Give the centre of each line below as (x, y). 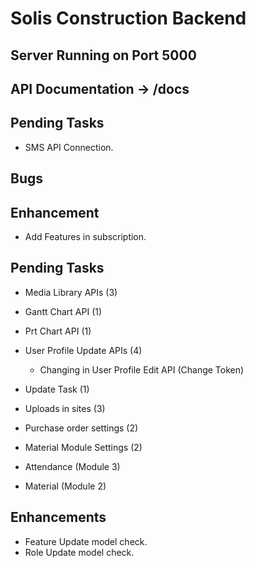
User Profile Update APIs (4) (83, 350)
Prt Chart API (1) (58, 331)
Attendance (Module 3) (72, 466)
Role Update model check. (79, 552)
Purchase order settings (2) (81, 428)
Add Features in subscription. (85, 236)
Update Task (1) (57, 389)
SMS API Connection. (69, 147)
